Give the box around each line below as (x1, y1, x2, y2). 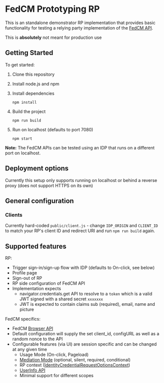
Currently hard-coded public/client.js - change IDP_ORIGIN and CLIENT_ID (5, 223, 158, 229)
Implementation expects (12, 286, 61, 292)
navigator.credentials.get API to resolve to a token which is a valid (19, 291, 153, 297)
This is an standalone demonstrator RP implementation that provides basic (5, 20, 156, 26)
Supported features (5, 242, 67, 250)
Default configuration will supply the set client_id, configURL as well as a (12, 331, 160, 337)
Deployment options (5, 164, 69, 173)
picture (19, 306, 34, 313)
